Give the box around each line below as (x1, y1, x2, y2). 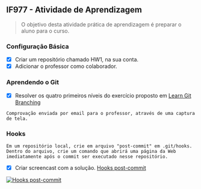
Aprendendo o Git (6, 78, 59, 87)
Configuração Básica (6, 42, 69, 51)
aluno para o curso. (20, 27, 70, 34)
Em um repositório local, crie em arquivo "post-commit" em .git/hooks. (6, 143, 193, 149)
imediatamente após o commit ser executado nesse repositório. (6, 153, 169, 160)
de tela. (6, 116, 28, 122)
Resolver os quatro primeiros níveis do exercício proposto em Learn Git (14, 91, 191, 99)
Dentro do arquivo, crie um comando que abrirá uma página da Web (6, 148, 176, 154)
